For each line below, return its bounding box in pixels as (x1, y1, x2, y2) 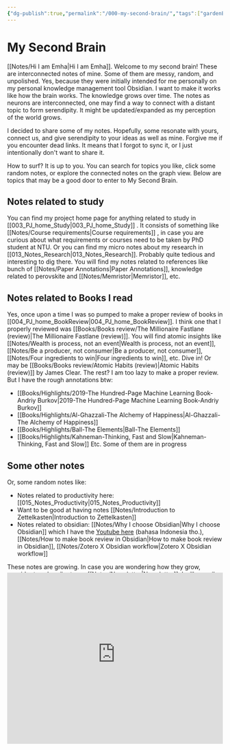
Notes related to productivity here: (16, 491, 114, 499)
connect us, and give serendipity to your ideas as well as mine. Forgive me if (7, 134, 223, 142)
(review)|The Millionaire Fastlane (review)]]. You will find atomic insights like (7, 332, 222, 340)
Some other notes (7, 460, 85, 471)
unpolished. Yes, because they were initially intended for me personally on (7, 77, 217, 85)
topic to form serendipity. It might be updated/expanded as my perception (7, 105, 216, 114)
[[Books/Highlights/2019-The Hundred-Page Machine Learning (16, 389, 195, 397)
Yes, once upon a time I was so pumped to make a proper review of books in (7, 310, 223, 318)
